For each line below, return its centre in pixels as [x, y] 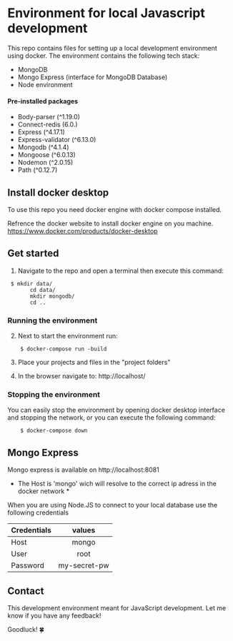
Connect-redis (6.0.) [48, 125]
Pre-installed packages [43, 101]
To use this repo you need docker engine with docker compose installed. [115, 209]
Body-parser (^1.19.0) [49, 117]
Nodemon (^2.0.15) [45, 163]
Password [28, 565]
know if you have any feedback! [54, 615]
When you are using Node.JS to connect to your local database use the [113, 505]
